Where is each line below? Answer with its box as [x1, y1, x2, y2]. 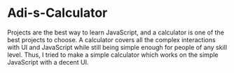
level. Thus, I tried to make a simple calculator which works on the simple [7, 51, 219, 59]
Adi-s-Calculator [7, 5, 108, 21]
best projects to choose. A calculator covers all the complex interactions [7, 35, 216, 44]
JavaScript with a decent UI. [7, 58, 89, 66]
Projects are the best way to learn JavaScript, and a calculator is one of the [7, 28, 224, 36]
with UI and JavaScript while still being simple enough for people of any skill [7, 43, 228, 51]
